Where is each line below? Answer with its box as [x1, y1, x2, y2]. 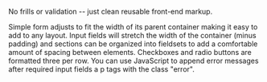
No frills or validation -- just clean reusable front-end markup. [8, 7, 213, 16]
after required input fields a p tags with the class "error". [8, 64, 195, 74]
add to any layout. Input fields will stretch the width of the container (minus [8, 31, 257, 40]
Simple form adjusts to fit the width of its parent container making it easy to [8, 22, 258, 31]
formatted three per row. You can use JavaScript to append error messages [8, 56, 259, 65]
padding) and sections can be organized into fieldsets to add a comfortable [8, 39, 258, 49]
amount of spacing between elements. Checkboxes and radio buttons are [8, 48, 252, 57]
